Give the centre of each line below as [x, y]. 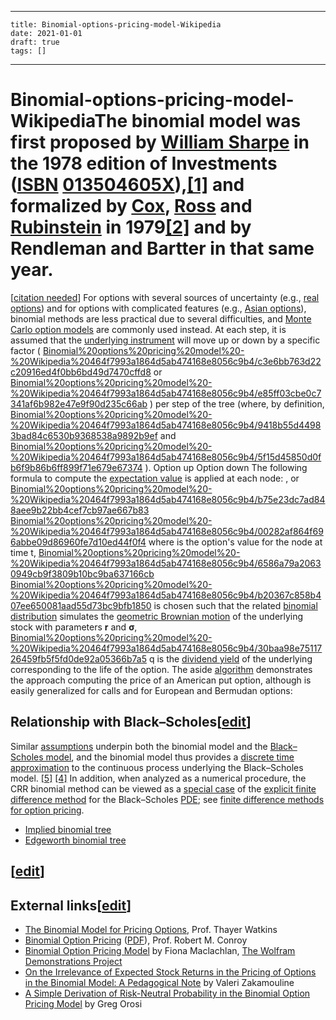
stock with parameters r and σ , [74, 627]
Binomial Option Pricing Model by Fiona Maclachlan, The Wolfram [160, 950]
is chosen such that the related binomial [235, 605]
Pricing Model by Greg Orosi [83, 1003]
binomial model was [216, 121]
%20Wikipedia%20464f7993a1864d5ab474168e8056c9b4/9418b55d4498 [166, 425]
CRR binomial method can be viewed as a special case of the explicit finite [163, 788]
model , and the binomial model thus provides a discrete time [170, 757]
